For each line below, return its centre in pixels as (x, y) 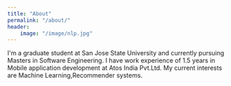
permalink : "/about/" (39, 20)
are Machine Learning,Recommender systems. (75, 76)
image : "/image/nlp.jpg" (56, 33)
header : (19, 27)
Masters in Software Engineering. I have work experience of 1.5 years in (111, 61)
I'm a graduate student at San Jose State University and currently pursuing (116, 53)
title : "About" (30, 14)
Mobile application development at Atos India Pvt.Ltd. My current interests (115, 68)
